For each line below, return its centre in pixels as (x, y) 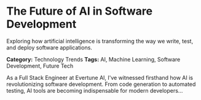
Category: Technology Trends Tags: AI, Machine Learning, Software (93, 59)
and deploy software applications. (49, 48)
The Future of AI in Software (79, 11)
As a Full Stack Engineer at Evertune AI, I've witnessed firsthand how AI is (100, 77)
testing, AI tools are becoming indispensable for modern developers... (95, 90)
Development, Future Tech (40, 66)
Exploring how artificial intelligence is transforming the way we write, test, (100, 41)
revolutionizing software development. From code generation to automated (101, 84)
